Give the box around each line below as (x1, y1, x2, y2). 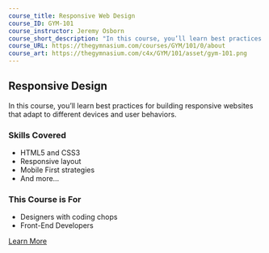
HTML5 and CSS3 (19, 148, 81, 158)
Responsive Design (8, 79, 107, 93)
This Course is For (8, 194, 82, 205)
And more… (19, 174, 60, 183)
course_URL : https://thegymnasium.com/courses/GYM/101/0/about (8, 42, 226, 50)
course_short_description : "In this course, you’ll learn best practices (8, 34, 263, 43)
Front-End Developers (19, 221, 95, 230)
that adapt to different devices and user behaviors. (8, 109, 177, 119)
